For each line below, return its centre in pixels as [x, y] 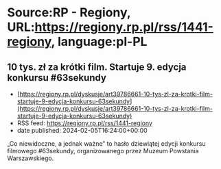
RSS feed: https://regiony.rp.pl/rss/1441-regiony [85, 123]
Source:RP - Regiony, [69, 13]
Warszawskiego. [31, 158]
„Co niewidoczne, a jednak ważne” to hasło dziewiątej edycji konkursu [106, 144]
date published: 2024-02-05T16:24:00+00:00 [82, 130]
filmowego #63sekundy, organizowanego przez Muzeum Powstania [103, 151]
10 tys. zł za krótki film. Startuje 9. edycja [97, 67]
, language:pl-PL [99, 42]
